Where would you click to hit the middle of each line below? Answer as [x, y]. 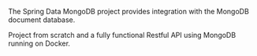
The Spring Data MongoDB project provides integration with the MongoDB [129, 11]
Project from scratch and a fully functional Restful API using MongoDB [122, 35]
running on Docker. [39, 43]
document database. [42, 20]
